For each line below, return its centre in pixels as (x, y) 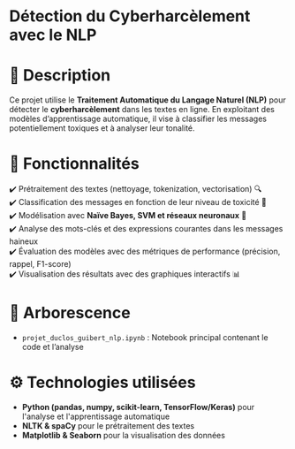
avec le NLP (53, 35)
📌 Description (60, 76)
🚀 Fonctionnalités (74, 164)
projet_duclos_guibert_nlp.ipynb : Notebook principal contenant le (145, 337)
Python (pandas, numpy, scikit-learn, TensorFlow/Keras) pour (138, 407)
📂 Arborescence (70, 313)
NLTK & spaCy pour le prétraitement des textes (108, 425)
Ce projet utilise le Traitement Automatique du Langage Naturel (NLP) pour (147, 100)
